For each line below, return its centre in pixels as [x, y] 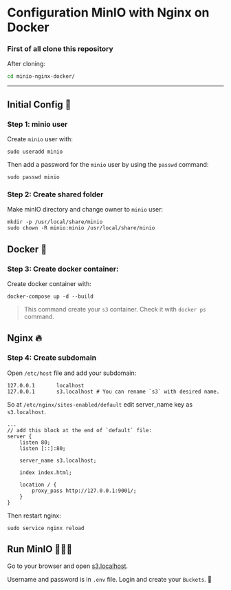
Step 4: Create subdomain [52, 358]
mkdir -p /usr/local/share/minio [55, 222]
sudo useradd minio [35, 152]
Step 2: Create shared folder [55, 194]
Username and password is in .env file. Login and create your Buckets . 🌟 [109, 579]
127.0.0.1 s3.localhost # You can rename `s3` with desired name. [113, 391]
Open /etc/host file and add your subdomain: [72, 373]
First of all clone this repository [60, 49]
